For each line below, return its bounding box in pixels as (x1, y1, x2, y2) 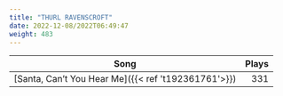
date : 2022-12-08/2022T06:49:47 (9, 21, 129, 30)
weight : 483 (9, 29, 53, 38)
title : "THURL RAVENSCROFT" (9, 12, 114, 22)
